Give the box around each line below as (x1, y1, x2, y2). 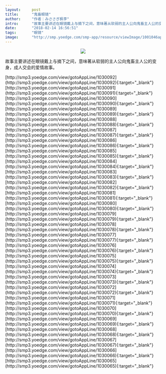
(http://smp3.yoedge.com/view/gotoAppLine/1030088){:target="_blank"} (5, 122, 154, 127)
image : (5, 35, 19, 40)
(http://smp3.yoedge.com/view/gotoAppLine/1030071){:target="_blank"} (5, 300, 153, 306)
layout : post (5, 7, 41, 12)
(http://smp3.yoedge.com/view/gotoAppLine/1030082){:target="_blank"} (5, 184, 154, 190)
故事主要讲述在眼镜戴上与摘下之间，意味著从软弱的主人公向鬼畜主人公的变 (5, 58, 157, 64)
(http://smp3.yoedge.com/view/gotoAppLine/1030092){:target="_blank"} (5, 80, 154, 85)
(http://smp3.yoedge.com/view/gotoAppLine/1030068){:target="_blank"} (5, 332, 154, 337)
